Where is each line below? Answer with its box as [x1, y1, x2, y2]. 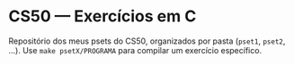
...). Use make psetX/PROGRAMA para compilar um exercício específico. [8, 44, 263, 55]
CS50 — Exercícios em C [8, 6, 197, 27]
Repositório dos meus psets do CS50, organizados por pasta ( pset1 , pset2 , [8, 36, 286, 46]
